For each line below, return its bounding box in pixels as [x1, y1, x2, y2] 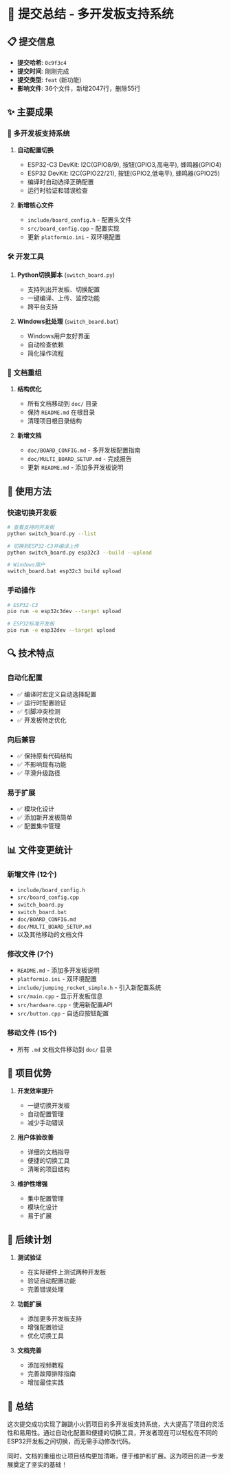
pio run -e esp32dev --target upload [7, 627, 115, 634]
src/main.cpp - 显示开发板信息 [16, 992, 103, 1000]
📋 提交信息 [7, 36, 56, 48]
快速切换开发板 [7, 508, 57, 517]
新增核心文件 [16, 200, 54, 209]
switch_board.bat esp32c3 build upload [7, 568, 122, 575]
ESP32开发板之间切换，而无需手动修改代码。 [7, 1437, 135, 1445]
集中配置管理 [27, 1195, 64, 1203]
